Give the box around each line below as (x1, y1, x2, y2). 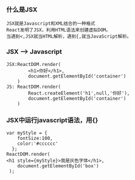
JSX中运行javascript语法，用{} (6, 116, 99, 124)
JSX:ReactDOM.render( (6, 61, 61, 67)
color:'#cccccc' (17, 141, 59, 147)
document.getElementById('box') (17, 162, 99, 169)
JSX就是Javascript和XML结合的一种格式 (6, 21, 95, 27)
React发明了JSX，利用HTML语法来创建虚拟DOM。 (6, 27, 111, 33)
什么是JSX (6, 5, 38, 13)
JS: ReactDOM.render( (6, 84, 61, 90)
